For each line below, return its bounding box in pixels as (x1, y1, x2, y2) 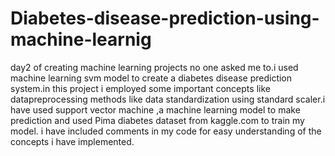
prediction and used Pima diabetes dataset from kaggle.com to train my (10, 114, 305, 126)
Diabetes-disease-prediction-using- (10, 7, 320, 30)
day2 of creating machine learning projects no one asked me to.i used (10, 61, 299, 73)
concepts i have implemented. (10, 135, 135, 147)
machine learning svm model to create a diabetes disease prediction (10, 72, 293, 84)
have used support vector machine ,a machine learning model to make (10, 103, 301, 116)
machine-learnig (10, 28, 152, 51)
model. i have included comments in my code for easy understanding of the (10, 125, 322, 137)
